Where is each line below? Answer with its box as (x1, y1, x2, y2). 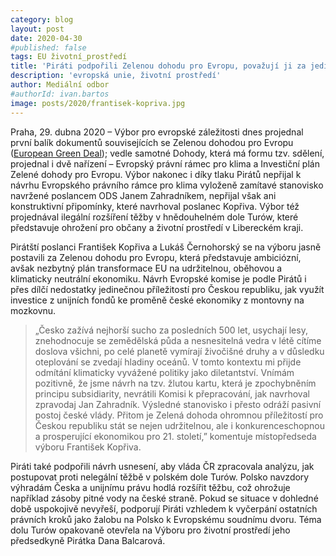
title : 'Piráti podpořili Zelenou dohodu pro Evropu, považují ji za (10, 61, 307, 71)
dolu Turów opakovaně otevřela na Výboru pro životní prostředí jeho (10, 524, 291, 536)
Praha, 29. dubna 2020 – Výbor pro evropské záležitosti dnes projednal (10, 126, 304, 138)
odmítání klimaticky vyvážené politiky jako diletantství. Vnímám (34, 366, 295, 378)
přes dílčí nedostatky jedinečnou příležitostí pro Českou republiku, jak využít (10, 283, 325, 295)
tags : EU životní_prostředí (10, 52, 128, 62)
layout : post (10, 24, 65, 34)
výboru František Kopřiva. (34, 441, 142, 453)
